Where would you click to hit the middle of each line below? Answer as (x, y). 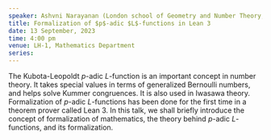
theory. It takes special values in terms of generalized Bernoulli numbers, (129, 84)
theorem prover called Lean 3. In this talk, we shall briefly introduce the (126, 110)
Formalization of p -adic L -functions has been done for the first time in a (127, 102)
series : (21, 53)
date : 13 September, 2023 (52, 31)
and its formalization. (78, 127)
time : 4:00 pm (32, 38)
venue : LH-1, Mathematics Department (72, 46)
